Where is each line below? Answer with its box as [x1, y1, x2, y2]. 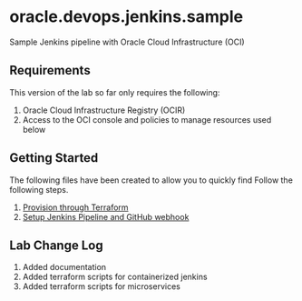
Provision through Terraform [22, 202, 129, 213]
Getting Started [9, 150, 99, 166]
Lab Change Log [9, 237, 103, 253]
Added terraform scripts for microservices [22, 281, 181, 292]
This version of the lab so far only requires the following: [9, 86, 220, 97]
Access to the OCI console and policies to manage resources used [22, 114, 272, 125]
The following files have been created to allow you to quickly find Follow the [9, 175, 293, 186]
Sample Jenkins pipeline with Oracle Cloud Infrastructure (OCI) [9, 36, 245, 47]
